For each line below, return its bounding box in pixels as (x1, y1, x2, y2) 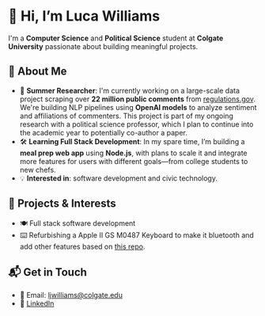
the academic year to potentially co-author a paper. (19, 128, 187, 137)
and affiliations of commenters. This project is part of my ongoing (19, 111, 233, 120)
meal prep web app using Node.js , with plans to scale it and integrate (19, 148, 248, 158)
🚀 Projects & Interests (8, 197, 116, 211)
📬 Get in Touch (8, 265, 87, 279)
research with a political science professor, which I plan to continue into (19, 119, 254, 129)
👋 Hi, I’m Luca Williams (8, 7, 161, 25)
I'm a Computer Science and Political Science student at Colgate (8, 33, 224, 43)
